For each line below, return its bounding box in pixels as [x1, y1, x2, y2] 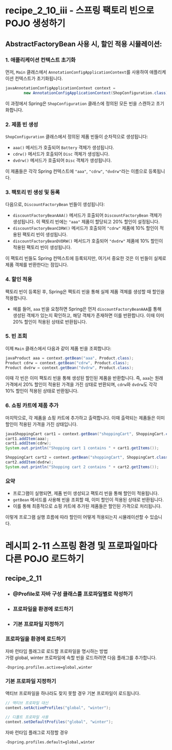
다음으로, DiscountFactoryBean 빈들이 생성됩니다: [5, 201, 105, 208]
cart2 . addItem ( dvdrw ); [5, 460, 54, 465]
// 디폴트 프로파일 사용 [5, 715, 49, 720]
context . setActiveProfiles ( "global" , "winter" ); [5, 705, 111, 710]
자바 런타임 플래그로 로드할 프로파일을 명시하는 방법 [5, 648, 108, 654]
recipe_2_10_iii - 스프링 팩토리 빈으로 [5, 5, 155, 16]
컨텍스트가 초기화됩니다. [14, 75, 63, 81]
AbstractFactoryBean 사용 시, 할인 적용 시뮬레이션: [5, 40, 162, 48]
